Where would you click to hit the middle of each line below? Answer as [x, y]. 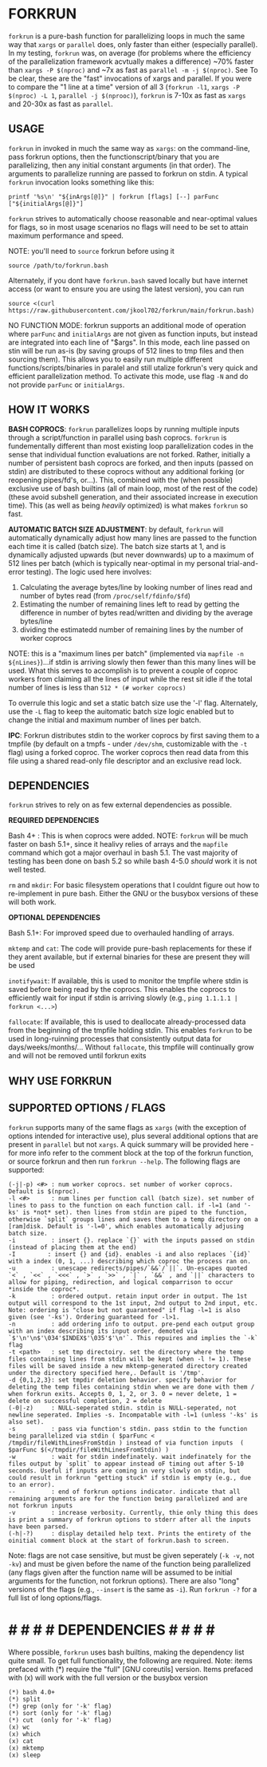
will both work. [33, 902]
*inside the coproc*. [44, 1289]
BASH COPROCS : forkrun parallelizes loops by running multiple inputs [124, 429]
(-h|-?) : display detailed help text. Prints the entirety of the [130, 1533]
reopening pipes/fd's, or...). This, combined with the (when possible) [121, 480]
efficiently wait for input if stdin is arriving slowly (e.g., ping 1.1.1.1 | [123, 998]
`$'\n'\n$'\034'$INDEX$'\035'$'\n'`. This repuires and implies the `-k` [133, 1338]
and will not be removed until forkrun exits [77, 1056]
